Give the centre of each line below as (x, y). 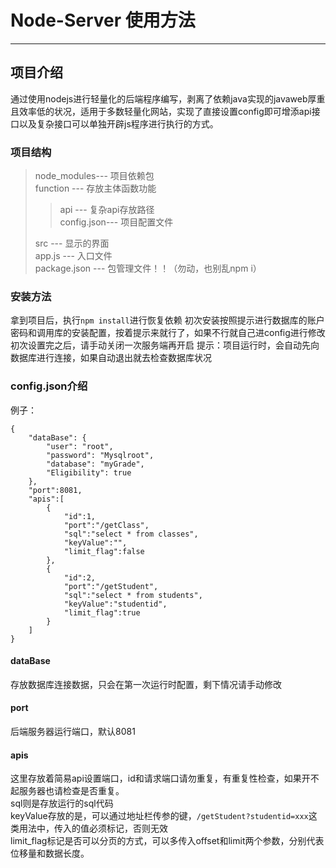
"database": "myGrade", (95, 464)
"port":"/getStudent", (111, 586)
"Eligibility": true (89, 472)
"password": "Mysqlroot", (100, 455)
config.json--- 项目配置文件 (116, 222)
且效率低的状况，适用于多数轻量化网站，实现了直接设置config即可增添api (161, 111)
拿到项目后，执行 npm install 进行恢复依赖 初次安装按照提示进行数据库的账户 (167, 320)
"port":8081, (55, 490)
